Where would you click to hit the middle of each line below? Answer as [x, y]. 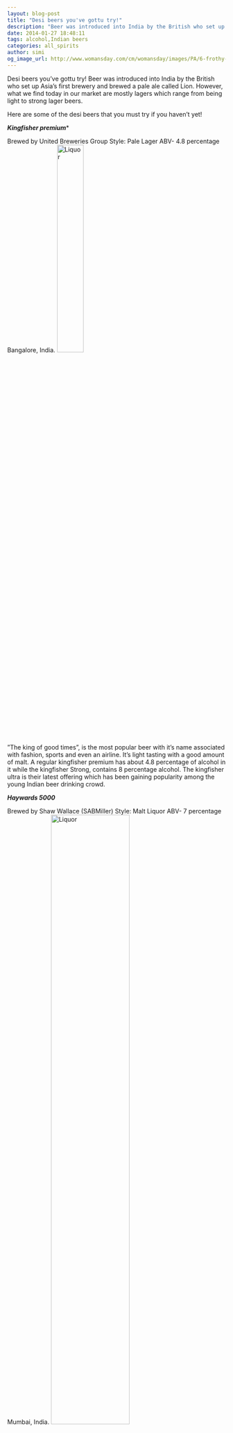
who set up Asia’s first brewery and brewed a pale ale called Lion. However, [115, 86]
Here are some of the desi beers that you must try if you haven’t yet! [105, 114]
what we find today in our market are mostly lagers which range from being [115, 93]
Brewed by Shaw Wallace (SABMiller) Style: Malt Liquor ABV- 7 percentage [114, 811]
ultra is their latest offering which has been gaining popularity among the [111, 777]
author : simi [26, 53]
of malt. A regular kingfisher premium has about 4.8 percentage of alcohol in [116, 762]
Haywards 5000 [31, 797]
